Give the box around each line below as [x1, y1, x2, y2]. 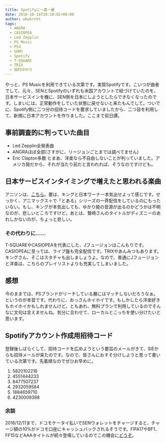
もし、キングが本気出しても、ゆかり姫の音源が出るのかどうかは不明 [22, 204, 161, 210]
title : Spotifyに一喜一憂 [5, 7, 55, 12]
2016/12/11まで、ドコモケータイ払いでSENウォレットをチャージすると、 [5, 420, 152, 426]
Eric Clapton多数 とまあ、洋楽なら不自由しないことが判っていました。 [12, 155, 156, 161]
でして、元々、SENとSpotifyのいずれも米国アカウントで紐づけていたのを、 [5, 88, 159, 93]
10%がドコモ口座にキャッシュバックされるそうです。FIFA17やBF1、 [22, 426, 160, 432]
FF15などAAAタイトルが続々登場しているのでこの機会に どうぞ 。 [5, 432, 137, 438]
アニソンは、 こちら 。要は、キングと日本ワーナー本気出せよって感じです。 [5, 191, 156, 197]
